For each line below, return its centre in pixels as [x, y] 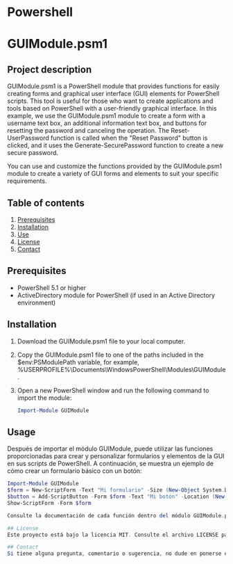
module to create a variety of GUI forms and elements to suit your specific [113, 174]
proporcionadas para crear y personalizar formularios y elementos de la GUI [116, 456]
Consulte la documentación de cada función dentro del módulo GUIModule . [116, 515]
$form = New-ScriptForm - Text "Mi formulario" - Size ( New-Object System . [116, 490]
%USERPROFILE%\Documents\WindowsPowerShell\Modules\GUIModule [121, 369]
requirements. [27, 181]
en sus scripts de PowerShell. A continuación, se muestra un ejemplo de [110, 464]
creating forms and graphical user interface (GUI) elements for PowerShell [113, 94]
